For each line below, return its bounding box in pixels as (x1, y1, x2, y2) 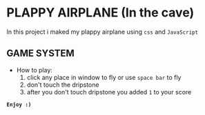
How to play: (16, 65, 53, 74)
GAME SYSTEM (6, 48, 75, 59)
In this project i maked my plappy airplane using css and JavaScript (6, 28, 198, 36)
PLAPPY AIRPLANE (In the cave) (6, 5, 195, 21)
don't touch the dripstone (26, 81, 99, 89)
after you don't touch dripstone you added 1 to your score (26, 87, 192, 96)
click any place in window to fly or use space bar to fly (26, 73, 182, 81)
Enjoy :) (6, 101, 32, 108)
